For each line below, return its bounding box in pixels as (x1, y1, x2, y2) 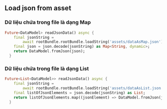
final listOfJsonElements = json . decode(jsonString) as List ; (13, 90, 146, 95)
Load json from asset (4, 4, 72, 12)
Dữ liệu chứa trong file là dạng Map (4, 19, 91, 26)
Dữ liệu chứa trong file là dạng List (4, 65, 89, 72)
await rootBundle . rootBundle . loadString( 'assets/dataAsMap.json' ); (22, 39, 166, 44)
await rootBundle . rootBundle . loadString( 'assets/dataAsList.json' (22, 86, 164, 91)
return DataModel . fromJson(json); (13, 49, 85, 54)
